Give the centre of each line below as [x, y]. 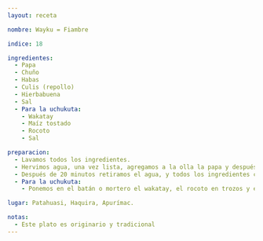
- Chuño [27, 73]
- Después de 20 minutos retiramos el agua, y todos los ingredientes [132, 174]
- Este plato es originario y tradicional [85, 225]
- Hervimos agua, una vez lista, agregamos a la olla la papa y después [136, 167]
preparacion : [29, 152]
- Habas [27, 80]
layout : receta [32, 15]
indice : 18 [25, 44]
